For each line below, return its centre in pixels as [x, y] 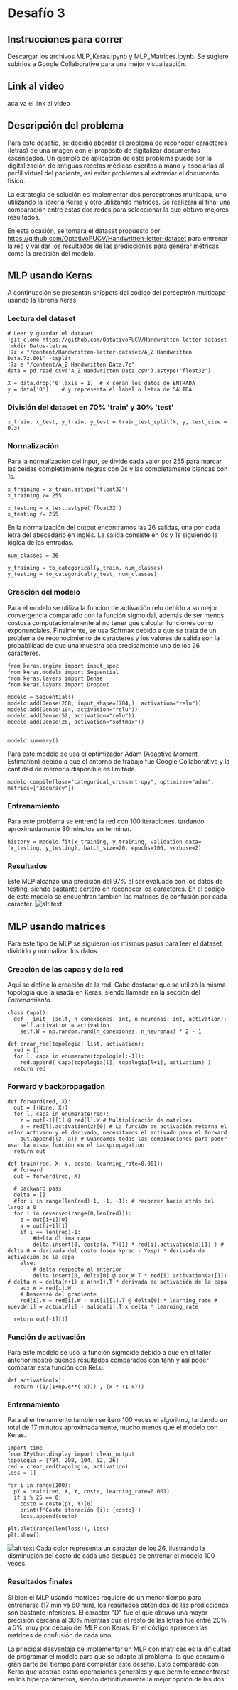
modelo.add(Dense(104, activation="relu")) [73, 709]
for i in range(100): [39, 1485]
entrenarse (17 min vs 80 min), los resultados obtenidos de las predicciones [118, 1605]
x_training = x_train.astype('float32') [68, 489]
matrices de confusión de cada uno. [60, 1635]
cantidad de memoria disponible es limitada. [72, 769]
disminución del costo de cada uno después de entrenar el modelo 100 [111, 1556]
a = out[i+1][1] [44, 1226]
